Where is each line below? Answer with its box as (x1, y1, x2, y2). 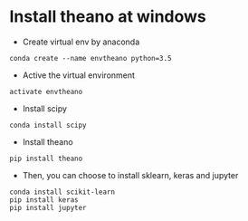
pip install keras (9, 195, 79, 205)
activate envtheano (9, 87, 83, 96)
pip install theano (9, 154, 83, 163)
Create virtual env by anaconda (22, 36, 140, 47)
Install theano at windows (9, 6, 206, 27)
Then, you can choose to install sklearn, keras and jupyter (22, 169, 239, 180)
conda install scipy (9, 120, 88, 130)
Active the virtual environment (22, 70, 136, 81)
